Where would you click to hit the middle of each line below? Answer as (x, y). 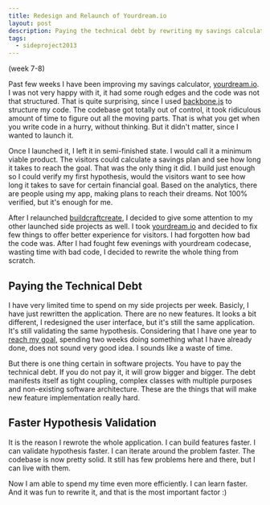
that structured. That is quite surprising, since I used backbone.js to (121, 101)
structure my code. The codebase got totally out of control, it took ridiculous (135, 110)
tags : (17, 38)
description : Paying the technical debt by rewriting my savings (120, 31)
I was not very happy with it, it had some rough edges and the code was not (134, 92)
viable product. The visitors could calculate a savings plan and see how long (135, 160)
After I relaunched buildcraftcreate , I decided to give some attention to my (131, 218)
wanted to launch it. (41, 135)
